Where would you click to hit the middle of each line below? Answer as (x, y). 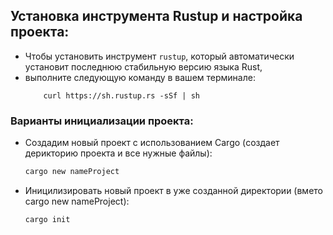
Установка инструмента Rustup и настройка (156, 16)
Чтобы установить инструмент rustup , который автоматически (159, 56)
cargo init (47, 219)
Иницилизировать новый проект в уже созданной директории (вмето (173, 190)
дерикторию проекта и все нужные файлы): (118, 153)
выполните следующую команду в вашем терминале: (140, 77)
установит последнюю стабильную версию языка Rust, (143, 66)
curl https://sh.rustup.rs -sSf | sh (121, 95)
